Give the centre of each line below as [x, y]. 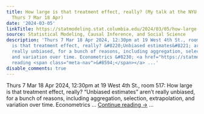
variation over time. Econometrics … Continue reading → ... [80, 105]
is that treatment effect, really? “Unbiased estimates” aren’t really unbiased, [101, 92]
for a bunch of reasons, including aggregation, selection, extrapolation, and [100, 98]
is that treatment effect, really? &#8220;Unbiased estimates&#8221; [101, 46]
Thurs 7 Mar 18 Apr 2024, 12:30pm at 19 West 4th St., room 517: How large [99, 85]
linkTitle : [20, 29]
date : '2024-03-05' [31, 23]
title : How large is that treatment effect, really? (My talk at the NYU [102, 12]
